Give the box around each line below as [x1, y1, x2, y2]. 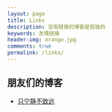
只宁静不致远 [17, 97, 55, 105]
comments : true [7, 43, 52, 50]
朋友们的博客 [7, 77, 63, 89]
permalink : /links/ [7, 50, 64, 57]
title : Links [7, 17, 45, 24]
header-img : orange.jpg [7, 36, 77, 43]
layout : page [7, 10, 45, 17]
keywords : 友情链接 [7, 29, 60, 37]
